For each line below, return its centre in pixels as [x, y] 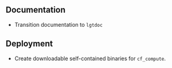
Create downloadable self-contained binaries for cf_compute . [90, 58]
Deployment [29, 44]
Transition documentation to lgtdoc [58, 24]
